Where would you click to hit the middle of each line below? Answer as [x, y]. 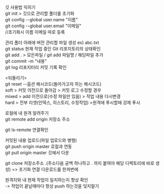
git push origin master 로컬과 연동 [39, 146]
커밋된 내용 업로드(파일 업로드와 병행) [41, 140]
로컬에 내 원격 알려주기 [27, 113]
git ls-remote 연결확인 [27, 130]
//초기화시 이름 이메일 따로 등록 [35, 32]
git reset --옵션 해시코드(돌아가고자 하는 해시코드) [53, 84]
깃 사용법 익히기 [20, 7]
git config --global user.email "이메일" [43, 26]
